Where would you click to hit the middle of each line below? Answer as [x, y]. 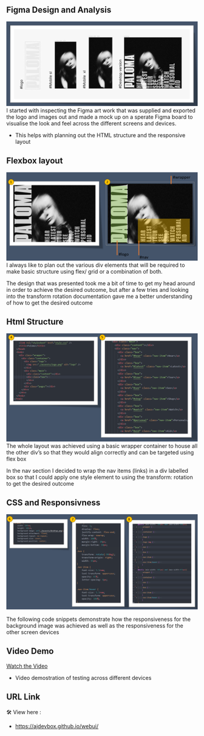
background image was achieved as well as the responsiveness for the [95, 626]
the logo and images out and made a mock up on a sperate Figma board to [100, 117]
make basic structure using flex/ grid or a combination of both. [84, 271]
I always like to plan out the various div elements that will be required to [96, 265]
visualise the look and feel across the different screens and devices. [91, 123]
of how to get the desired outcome [49, 303]
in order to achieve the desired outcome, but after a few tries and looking [98, 289]
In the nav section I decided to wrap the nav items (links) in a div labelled [97, 470]
